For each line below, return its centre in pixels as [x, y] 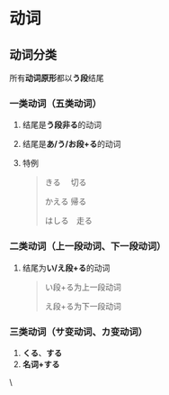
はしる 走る [68, 221]
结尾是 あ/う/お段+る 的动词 [71, 144]
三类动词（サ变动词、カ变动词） [79, 332]
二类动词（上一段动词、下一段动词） [88, 246]
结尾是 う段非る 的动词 [62, 125]
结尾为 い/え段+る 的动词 [66, 268]
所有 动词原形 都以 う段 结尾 [57, 78]
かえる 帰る [66, 202]
